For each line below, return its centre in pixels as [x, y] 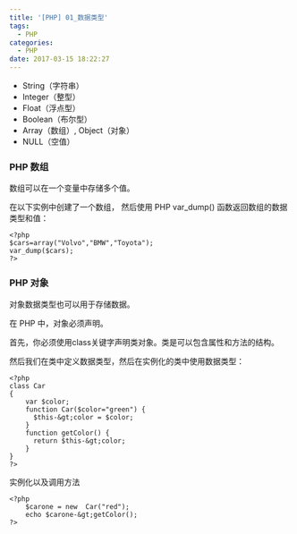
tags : [19, 26]
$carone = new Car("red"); [77, 506]
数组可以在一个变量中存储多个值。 [72, 188]
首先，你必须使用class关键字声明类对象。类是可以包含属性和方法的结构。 [144, 342]
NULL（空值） [48, 141]
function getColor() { [68, 433]
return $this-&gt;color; [79, 441]
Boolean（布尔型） [57, 119]
